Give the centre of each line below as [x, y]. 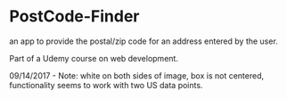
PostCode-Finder [74, 16]
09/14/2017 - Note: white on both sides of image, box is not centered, [137, 75]
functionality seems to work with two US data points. [106, 85]
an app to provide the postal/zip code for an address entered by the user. [143, 41]
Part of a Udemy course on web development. [94, 58]
